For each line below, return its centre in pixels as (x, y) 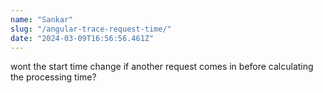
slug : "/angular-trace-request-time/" (91, 29)
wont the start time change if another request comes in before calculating (162, 67)
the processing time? (53, 77)
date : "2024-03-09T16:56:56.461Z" (82, 38)
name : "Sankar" (42, 19)
